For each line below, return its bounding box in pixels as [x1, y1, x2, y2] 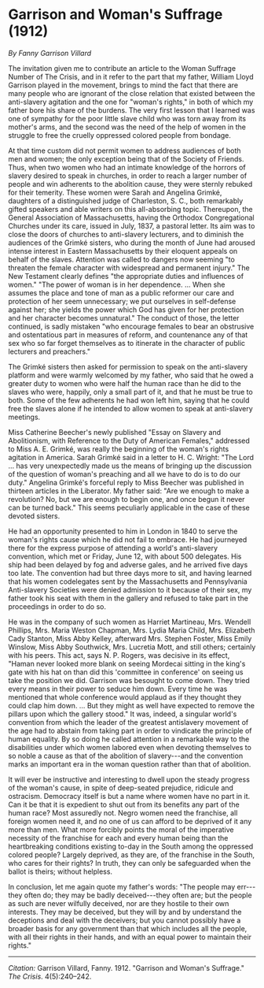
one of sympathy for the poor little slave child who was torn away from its [8, 113, 246, 123]
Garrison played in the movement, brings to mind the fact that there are [8, 80, 238, 90]
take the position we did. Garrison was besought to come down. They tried [8, 675, 250, 685]
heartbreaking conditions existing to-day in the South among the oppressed [8, 841, 254, 851]
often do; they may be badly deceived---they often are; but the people [24, 890, 253, 900]
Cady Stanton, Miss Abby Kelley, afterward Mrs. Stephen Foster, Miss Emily [8, 633, 252, 643]
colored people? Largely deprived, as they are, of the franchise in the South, [8, 849, 255, 860]
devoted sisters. [8, 511, 60, 521]
